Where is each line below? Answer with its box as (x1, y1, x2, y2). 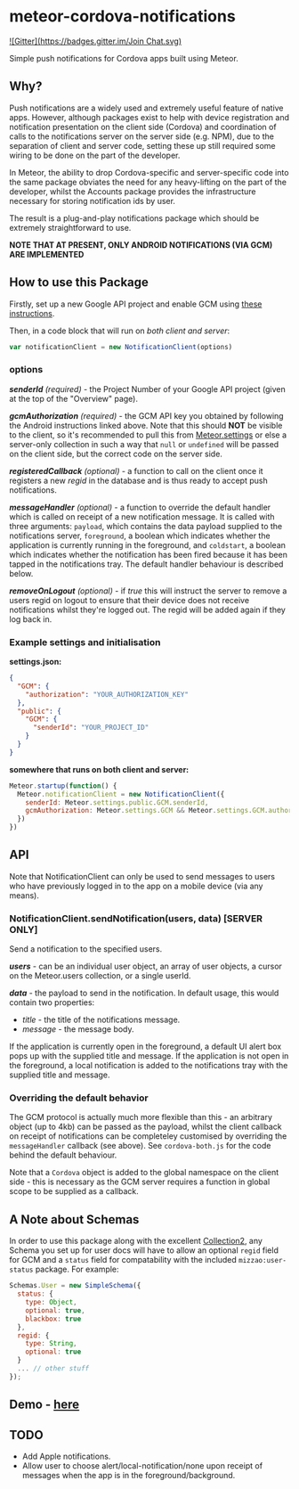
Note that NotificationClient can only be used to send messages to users (9, 871, 276, 881)
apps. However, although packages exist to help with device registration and (9, 111, 290, 122)
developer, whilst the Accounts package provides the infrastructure (9, 185, 256, 197)
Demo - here (9, 1397, 80, 1412)
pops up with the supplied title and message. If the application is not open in (9, 1051, 289, 1061)
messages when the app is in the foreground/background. (21, 1469, 236, 1480)
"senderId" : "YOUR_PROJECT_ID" (32, 724, 149, 732)
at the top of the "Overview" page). (9, 393, 139, 404)
